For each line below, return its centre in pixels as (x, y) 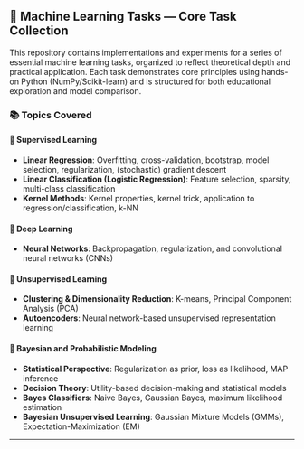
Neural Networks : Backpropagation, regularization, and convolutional (152, 248)
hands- (275, 71)
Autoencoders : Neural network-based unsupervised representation (149, 318)
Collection (39, 31)
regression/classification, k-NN (80, 208)
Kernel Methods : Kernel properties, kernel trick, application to (138, 198)
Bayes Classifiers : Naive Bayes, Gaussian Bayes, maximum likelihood (152, 398)
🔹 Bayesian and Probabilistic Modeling (83, 348)
